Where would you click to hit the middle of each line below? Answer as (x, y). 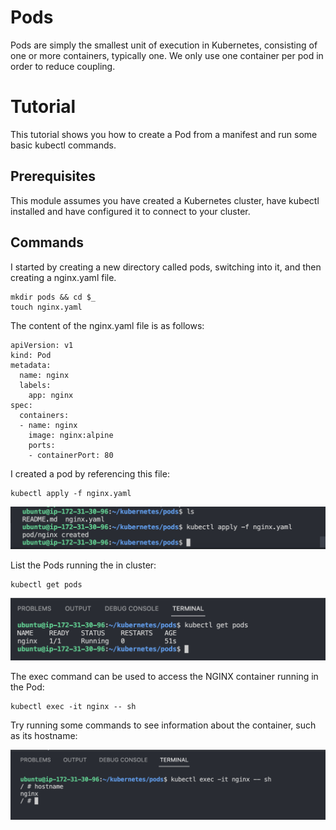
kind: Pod (31, 355)
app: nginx (51, 395)
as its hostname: (44, 735)
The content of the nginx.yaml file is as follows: (107, 325)
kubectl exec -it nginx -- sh (73, 706)
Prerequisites (53, 176)
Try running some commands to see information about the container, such (163, 725)
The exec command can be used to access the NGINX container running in (164, 676)
